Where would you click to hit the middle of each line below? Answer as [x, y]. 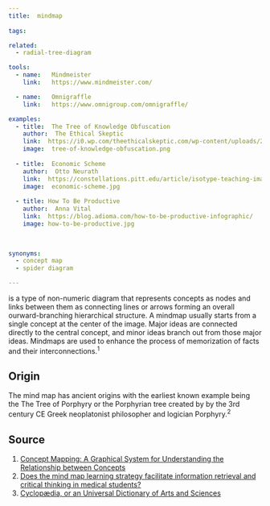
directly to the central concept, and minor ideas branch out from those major [135, 332]
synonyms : [25, 253]
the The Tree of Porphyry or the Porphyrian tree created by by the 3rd [124, 404]
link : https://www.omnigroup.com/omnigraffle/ [106, 104]
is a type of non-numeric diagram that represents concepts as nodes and [129, 298]
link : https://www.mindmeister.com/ [88, 82]
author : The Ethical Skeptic [74, 134]
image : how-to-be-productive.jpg [79, 224]
